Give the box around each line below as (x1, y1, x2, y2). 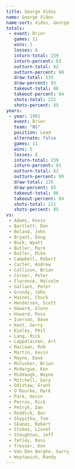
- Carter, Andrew (8, 261, 51, 268)
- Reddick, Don (8, 410, 46, 416)
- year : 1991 (8, 113, 41, 119)
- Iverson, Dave (8, 316, 49, 322)
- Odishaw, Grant (8, 383, 51, 389)
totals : (6, 25, 25, 31)
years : (6, 108, 22, 114)
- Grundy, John (8, 289, 46, 295)
